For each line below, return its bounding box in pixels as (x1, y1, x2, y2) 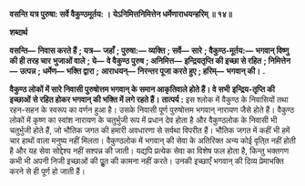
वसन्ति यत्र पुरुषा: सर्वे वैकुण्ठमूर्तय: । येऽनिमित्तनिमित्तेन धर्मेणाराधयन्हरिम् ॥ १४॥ (9, 9, 232, 19)
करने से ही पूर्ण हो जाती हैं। (9, 166, 86, 177)
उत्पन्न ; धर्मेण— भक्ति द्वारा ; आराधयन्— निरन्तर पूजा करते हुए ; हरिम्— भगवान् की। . (19, 66, 266, 77)
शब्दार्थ (9, 27, 28, 37)
